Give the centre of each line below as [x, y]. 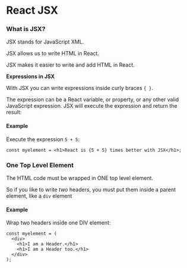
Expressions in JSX [31, 77]
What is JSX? [26, 29]
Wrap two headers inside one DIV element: [58, 223]
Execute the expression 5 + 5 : [43, 139]
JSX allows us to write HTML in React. [53, 54]
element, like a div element [39, 196]
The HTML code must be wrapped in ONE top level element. [80, 178]
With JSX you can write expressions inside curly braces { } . [80, 88]
